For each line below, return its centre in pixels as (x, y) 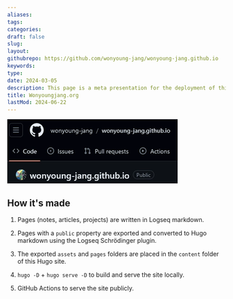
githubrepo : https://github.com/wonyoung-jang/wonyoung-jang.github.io (113, 59)
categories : (24, 29)
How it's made (39, 203)
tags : (15, 22)
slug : (15, 44)
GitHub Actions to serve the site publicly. (75, 288)
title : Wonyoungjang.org (43, 95)
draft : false (26, 37)
